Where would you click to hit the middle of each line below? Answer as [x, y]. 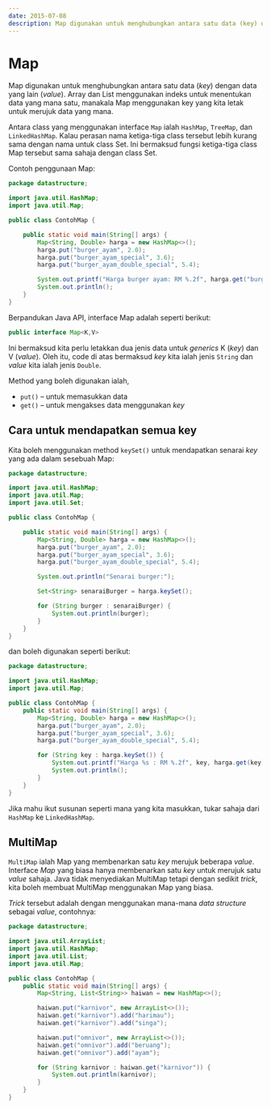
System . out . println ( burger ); [100, 613]
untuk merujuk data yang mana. [61, 112]
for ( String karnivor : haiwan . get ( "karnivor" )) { [124, 1067]
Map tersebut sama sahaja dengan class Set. [83, 153]
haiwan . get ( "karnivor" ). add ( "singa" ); [102, 1023]
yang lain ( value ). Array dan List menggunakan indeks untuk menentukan [130, 95]
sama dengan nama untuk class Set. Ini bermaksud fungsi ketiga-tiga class [133, 144]
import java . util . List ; [48, 956]
